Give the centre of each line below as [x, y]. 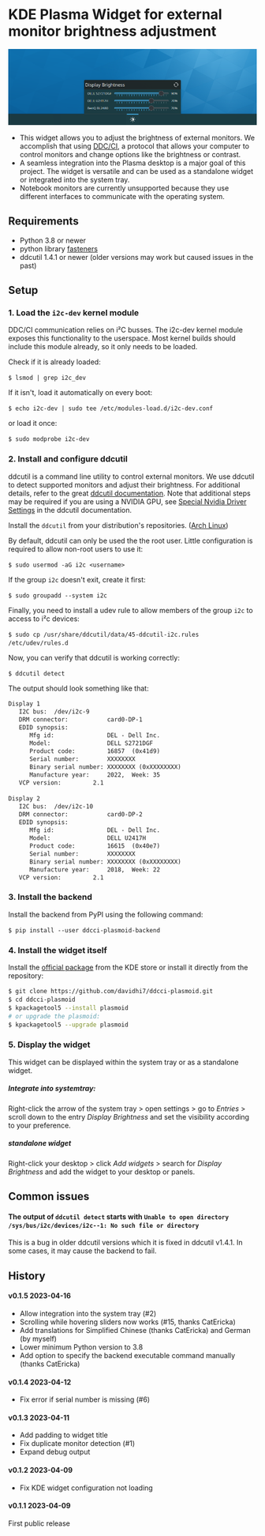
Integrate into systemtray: [52, 1089]
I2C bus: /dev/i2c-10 [56, 806]
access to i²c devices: [44, 619]
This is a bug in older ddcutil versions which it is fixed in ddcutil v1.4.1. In [125, 1243]
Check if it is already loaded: [54, 362]
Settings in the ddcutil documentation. [70, 510]
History [27, 1276]
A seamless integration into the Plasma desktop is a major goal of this [132, 163]
